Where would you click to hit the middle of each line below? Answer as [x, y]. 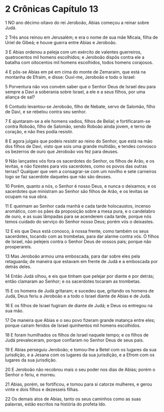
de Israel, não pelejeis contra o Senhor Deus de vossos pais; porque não [78, 242]
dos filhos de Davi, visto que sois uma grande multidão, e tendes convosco [81, 146]
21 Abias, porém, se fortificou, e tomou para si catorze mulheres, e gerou [79, 384]
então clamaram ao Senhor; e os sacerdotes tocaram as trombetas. [73, 281]
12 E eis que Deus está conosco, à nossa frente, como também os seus [77, 231]
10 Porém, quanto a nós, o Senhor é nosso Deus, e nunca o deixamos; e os [81, 186]
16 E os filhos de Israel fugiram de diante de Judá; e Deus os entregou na [79, 305]
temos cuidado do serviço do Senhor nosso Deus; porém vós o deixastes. [80, 221]
